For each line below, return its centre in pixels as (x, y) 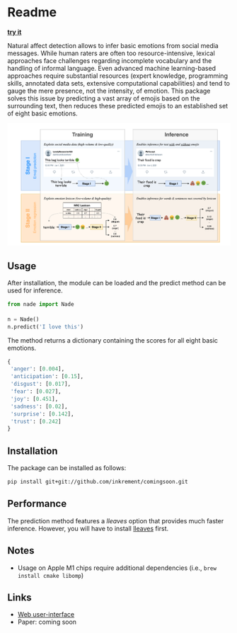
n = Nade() (23, 319)
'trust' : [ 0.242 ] (36, 421)
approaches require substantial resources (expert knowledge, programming (118, 76)
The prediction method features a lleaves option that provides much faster (116, 520)
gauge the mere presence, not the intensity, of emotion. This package (109, 91)
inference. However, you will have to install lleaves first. (88, 528)
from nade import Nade (41, 304)
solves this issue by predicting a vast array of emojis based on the (104, 98)
